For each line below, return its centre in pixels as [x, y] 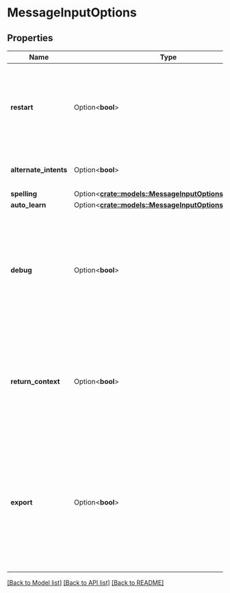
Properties [30, 38]
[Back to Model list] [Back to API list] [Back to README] [86, 583]
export [22, 502]
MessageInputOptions [72, 13]
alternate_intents [39, 170]
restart [22, 107]
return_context [35, 382]
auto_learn [28, 205]
